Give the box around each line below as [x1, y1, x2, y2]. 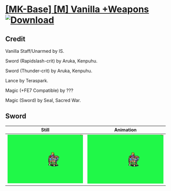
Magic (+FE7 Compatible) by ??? [5, 87, 74, 93]
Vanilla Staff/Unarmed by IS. [5, 48, 65, 54]
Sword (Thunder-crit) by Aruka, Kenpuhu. [5, 68, 93, 74]
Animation [114, 127, 137, 133]
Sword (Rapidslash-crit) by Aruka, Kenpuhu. [5, 58, 98, 64]
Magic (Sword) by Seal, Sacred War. [5, 98, 81, 103]
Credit [5, 35, 25, 43]
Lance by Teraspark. [5, 78, 48, 83]
